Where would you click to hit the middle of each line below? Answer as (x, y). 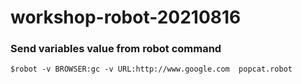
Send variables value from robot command (116, 49)
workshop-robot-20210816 (126, 17)
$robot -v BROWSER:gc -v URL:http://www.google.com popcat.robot (151, 69)
